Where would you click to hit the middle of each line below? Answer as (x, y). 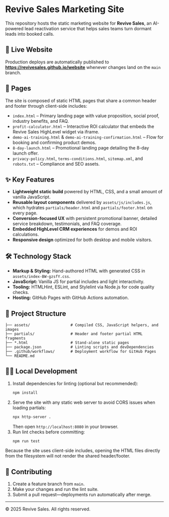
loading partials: (29, 408)
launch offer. (26, 153)
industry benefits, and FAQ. (41, 121)
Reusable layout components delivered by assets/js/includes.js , (82, 202)
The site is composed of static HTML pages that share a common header (81, 100)
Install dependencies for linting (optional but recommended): (75, 383)
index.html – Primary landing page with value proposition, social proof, (86, 116)
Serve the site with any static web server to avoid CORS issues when (84, 402)
